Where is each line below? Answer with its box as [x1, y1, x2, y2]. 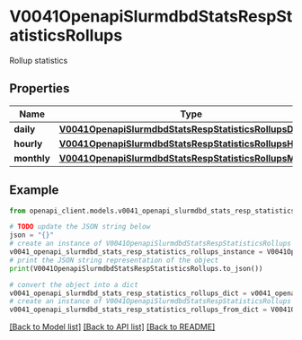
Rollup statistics [9, 55, 68, 65]
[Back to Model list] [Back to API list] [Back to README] [9, 321, 216, 333]
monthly [13, 152, 51, 164]
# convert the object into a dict [9, 280, 139, 289]
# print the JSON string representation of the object [9, 256, 219, 265]
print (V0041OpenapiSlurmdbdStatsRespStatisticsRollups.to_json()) [9, 264, 263, 273]
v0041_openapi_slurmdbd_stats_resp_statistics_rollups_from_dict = [9, 305, 268, 315]
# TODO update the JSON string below [9, 222, 151, 231]
